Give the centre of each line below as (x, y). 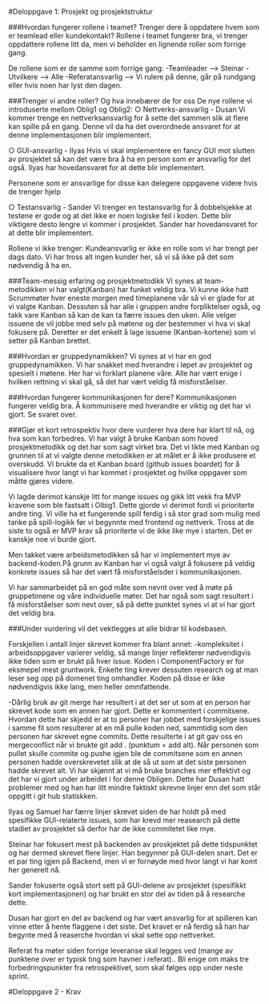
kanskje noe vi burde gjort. (52, 539)
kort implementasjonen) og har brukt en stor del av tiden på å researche (127, 894)
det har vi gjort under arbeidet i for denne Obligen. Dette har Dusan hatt (126, 779)
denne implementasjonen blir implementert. (80, 135)
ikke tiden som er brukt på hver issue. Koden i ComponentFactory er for (126, 661)
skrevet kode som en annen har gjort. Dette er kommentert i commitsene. (129, 711)
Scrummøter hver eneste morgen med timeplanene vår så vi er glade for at (131, 298)
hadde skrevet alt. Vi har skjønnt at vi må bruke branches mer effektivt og (129, 770)
